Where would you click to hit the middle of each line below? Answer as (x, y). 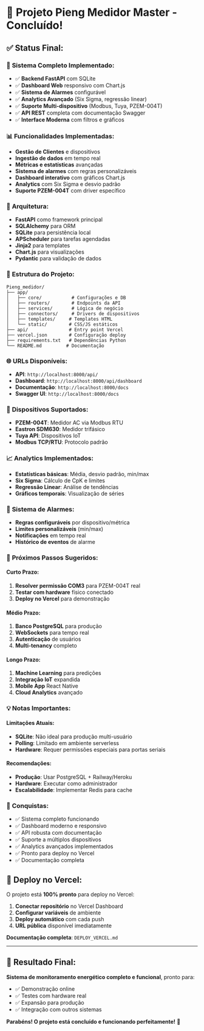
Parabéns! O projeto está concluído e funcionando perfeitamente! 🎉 (93, 1021)
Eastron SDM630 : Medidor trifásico (60, 429)
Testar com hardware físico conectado (64, 592)
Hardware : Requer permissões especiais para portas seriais (90, 749)
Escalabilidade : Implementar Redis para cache (73, 790)
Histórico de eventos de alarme (55, 541)
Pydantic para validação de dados (58, 259)
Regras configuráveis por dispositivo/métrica (72, 522)
